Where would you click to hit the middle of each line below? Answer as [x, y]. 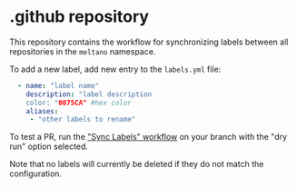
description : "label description [89, 94]
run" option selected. [49, 146]
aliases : [42, 111]
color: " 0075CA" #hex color [79, 103]
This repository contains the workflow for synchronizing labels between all [149, 42]
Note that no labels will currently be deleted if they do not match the [137, 164]
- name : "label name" [59, 85]
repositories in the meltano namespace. [83, 51]
